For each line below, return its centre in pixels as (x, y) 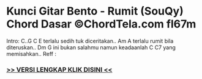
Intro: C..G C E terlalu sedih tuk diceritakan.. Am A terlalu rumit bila (90, 41)
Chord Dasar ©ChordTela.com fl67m (101, 24)
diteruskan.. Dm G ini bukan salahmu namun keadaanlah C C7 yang (91, 47)
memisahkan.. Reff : (32, 53)
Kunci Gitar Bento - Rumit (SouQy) (95, 11)
